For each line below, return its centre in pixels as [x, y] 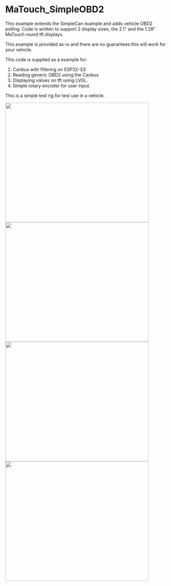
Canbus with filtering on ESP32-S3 [49, 69]
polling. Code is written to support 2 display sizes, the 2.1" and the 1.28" [81, 29]
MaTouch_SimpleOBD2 [55, 9]
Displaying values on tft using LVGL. [50, 80]
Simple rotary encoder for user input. [51, 86]
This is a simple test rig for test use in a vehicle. [55, 95]
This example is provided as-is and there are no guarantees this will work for [85, 44]
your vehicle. [19, 49]
